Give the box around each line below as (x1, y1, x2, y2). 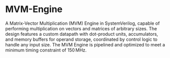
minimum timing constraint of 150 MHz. (5, 47, 87, 53)
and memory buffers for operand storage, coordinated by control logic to (5, 36, 158, 42)
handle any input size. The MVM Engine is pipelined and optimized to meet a (5, 41, 165, 47)
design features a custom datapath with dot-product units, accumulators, (5, 31, 158, 37)
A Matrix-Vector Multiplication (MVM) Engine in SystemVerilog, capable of (5, 20, 160, 26)
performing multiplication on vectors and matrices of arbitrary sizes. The (5, 25, 157, 31)
